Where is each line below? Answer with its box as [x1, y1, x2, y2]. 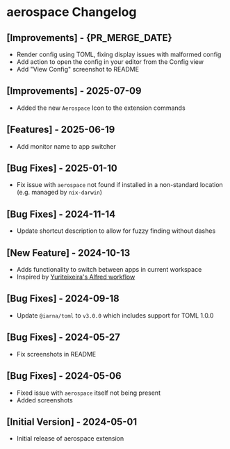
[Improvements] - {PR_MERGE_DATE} [6, 32, 173, 44]
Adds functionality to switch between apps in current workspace [16, 266, 202, 274]
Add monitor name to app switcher [16, 142, 116, 150]
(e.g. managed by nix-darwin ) [16, 188, 102, 197]
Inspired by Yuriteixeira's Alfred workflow [16, 272, 135, 281]
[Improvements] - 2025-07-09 [6, 85, 142, 97]
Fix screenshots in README [16, 350, 97, 358]
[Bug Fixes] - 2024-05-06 [6, 370, 122, 382]
